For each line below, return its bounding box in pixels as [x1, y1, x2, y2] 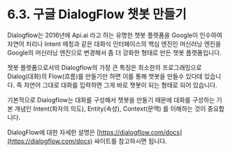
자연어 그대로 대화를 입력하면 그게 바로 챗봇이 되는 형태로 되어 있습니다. [23, 81, 218, 89]
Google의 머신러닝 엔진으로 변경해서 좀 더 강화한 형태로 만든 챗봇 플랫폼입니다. [7, 48, 222, 57]
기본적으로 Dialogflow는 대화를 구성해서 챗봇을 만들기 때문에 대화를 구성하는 [7, 95, 215, 104]
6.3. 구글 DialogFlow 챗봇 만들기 [7, 6, 187, 22]
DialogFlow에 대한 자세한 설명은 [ [7, 127, 99, 137]
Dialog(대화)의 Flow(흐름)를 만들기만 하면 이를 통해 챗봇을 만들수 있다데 [7, 71, 203, 81]
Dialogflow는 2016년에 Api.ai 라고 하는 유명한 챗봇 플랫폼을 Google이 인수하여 [7, 31, 222, 39]
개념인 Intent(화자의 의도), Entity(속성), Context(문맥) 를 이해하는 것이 [14, 104, 206, 113]
